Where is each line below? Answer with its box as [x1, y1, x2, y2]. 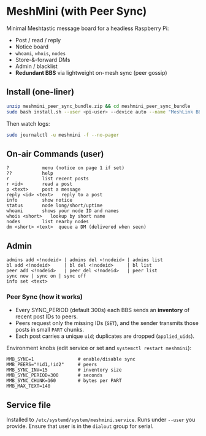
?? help [6, 170, 53, 177]
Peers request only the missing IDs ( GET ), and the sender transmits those [15, 319, 199, 327]
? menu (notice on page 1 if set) [6, 165, 124, 171]
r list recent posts [6, 176, 89, 182]
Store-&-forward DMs [15, 56, 71, 63]
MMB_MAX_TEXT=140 [6, 383, 51, 389]
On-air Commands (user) [6, 148, 104, 159]
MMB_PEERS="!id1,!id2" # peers [6, 362, 97, 368]
